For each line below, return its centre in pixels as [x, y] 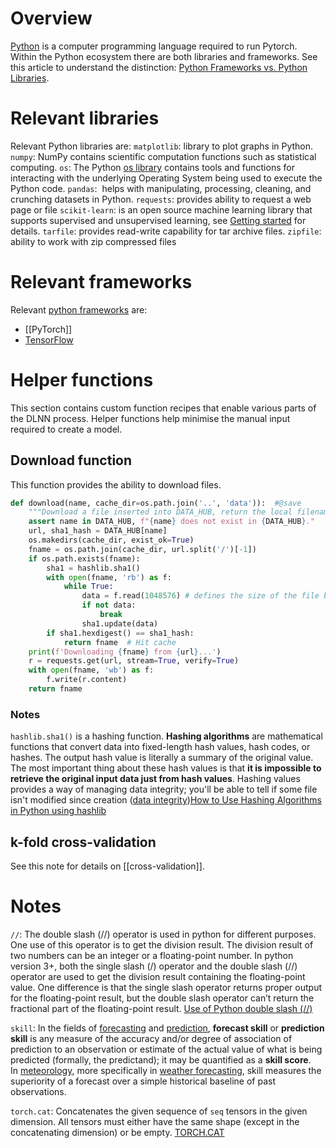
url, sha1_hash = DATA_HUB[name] [98, 531]
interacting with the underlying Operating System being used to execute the [166, 178]
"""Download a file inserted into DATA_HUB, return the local [160, 512]
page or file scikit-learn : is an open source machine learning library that [161, 209]
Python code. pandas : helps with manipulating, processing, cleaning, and [161, 188]
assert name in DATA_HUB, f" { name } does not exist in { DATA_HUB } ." [171, 522]
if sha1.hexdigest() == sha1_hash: [120, 633]
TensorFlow [49, 339]
